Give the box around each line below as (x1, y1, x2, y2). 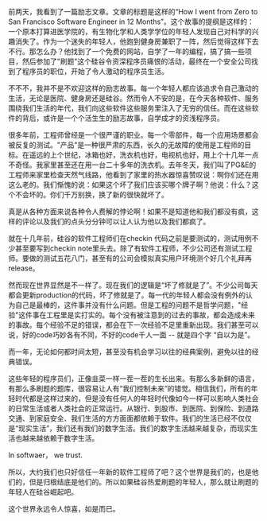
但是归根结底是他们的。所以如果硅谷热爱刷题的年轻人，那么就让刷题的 (29, 477, 259, 487)
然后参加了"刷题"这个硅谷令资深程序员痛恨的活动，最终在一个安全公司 (21, 56, 252, 66)
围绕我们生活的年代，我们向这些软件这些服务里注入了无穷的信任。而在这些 (8, 103, 252, 113)
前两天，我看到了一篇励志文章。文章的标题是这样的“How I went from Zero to (8, 7, 258, 16)
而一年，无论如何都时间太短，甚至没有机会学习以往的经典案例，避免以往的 (8, 347, 252, 356)
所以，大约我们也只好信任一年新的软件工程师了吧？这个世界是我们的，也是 (8, 468, 252, 476)
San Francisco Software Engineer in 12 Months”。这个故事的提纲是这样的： (8, 17, 254, 26)
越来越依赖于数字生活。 (21, 434, 99, 443)
